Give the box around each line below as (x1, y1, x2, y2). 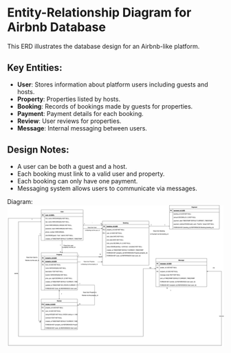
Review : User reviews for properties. (16, 117, 122, 125)
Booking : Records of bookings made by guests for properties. (16, 102, 193, 111)
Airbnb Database (7, 19, 107, 35)
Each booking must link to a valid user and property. (16, 170, 165, 178)
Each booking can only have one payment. (16, 176, 138, 185)
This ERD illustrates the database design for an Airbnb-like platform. (7, 42, 200, 50)
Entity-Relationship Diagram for (7, 5, 192, 21)
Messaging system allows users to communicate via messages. (16, 184, 197, 192)
